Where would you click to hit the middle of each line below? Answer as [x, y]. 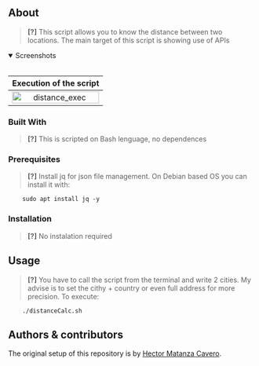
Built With [27, 122]
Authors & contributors [66, 334]
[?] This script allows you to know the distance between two [125, 31]
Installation [30, 219]
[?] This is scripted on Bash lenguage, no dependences [117, 139]
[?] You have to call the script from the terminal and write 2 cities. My [139, 280]
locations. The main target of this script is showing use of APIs [128, 40]
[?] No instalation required [69, 236]
